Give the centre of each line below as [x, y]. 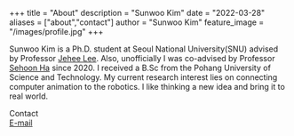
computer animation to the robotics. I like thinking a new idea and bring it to [147, 87]
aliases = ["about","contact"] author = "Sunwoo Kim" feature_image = [137, 22]
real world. [29, 96]
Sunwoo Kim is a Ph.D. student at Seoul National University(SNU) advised [144, 49]
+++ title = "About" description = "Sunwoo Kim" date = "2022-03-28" [137, 13]
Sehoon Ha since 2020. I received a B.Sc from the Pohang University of [140, 68]
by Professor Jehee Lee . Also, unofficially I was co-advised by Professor [142, 58]
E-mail [21, 123]
